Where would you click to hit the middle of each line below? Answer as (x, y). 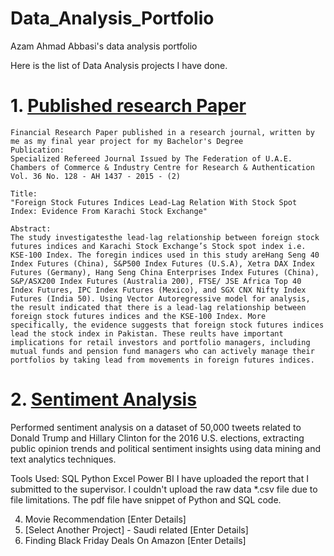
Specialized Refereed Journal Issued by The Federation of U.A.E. (151, 158)
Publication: (37, 150)
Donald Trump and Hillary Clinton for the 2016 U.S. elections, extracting (157, 438)
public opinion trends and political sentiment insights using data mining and (166, 448)
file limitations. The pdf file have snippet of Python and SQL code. (146, 499)
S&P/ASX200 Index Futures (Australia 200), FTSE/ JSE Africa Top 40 (156, 281)
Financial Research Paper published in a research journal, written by (162, 132)
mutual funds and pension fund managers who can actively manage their (162, 351)
